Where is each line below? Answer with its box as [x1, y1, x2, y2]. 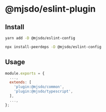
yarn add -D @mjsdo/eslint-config [5, 36, 76, 40]
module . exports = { [5, 71, 45, 76]
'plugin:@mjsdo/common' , [14, 84, 64, 90]
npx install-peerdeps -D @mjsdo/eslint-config [5, 44, 102, 49]
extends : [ [9, 80, 32, 85]
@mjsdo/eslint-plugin [5, 3, 96, 15]
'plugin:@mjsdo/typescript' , [14, 89, 73, 94]
